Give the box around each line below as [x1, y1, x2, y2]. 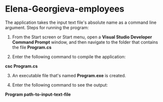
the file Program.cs [12, 44, 52, 50]
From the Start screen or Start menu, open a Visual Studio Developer [12, 34, 152, 40]
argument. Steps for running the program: [5, 24, 89, 30]
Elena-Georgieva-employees [5, 3, 124, 15]
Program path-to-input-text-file [5, 91, 71, 97]
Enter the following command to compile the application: [12, 53, 126, 59]
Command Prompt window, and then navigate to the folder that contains [12, 39, 158, 45]
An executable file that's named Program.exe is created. [12, 72, 126, 78]
